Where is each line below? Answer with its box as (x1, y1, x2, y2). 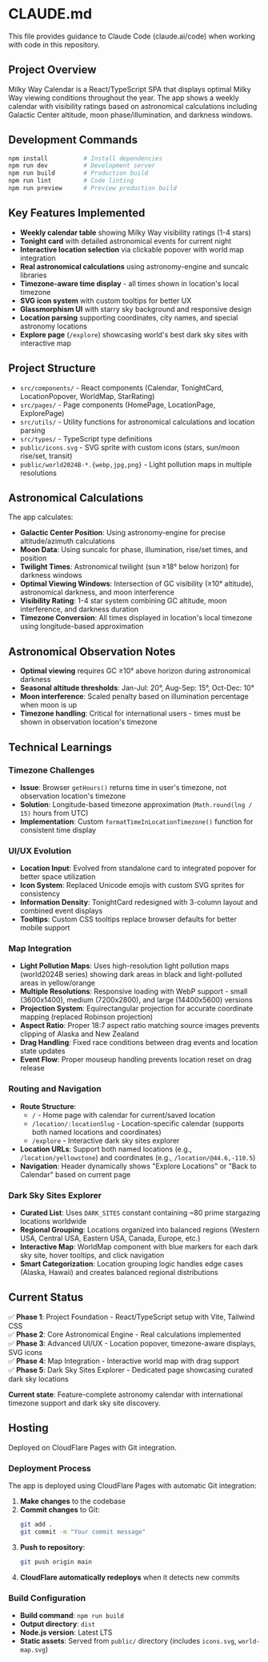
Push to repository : (19, 1542, 86, 1551)
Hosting (8, 1422, 50, 1435)
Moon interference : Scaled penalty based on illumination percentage (19, 692, 250, 701)
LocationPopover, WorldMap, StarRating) (19, 391, 155, 401)
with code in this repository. (8, 39, 100, 49)
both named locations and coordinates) (31, 1127, 162, 1136)
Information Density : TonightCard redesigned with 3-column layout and (19, 898, 258, 907)
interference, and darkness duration (19, 604, 139, 614)
